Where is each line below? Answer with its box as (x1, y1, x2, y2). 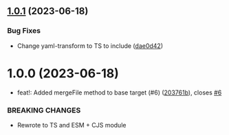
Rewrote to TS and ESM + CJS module (17, 121, 127, 129)
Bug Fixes (7, 26, 41, 36)
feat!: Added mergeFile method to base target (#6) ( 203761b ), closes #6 (17, 88, 222, 97)
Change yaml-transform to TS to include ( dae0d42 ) (17, 41, 164, 50)
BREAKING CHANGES (7, 106, 81, 115)
